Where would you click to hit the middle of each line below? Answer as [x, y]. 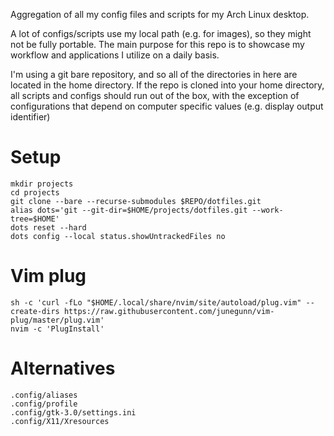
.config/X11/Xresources [60, 421]
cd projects [35, 192]
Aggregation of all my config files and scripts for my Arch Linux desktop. [160, 14]
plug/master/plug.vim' [57, 320]
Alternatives [63, 368]
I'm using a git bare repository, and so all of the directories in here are [154, 74]
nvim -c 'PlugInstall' [57, 329]
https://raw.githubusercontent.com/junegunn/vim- [169, 311]
